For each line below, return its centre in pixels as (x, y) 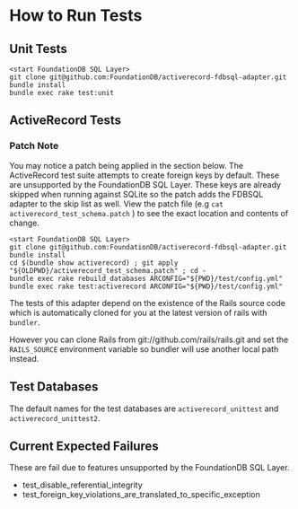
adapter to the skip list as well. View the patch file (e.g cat (117, 204)
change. (25, 223)
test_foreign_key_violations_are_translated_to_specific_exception (141, 495)
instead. (24, 358)
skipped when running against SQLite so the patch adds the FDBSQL (136, 194)
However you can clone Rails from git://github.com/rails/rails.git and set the (149, 339)
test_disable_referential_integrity (83, 485)
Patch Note (34, 146)
